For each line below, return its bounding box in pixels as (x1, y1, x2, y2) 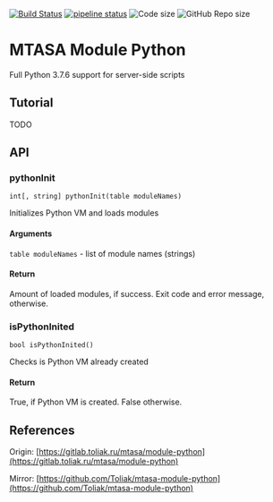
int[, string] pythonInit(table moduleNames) (9, 192, 182, 201)
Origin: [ (9, 447, 39, 457)
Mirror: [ (9, 473, 40, 484)
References (9, 422, 75, 438)
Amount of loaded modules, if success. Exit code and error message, (9, 288, 265, 299)
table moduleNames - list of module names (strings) (9, 248, 196, 259)
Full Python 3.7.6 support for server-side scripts (9, 69, 185, 80)
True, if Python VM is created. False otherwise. (9, 396, 183, 407)
